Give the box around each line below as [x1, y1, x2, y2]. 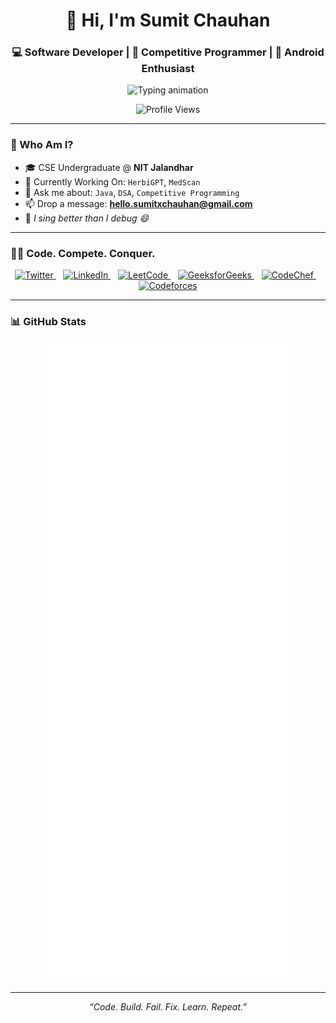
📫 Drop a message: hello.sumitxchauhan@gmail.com [24, 197, 253, 209]
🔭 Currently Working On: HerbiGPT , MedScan [24, 175, 201, 188]
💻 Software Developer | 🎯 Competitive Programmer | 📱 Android [11, 45, 325, 59]
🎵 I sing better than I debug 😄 [24, 212, 150, 224]
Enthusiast [141, 62, 195, 76]
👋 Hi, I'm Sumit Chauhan [65, 9, 271, 32]
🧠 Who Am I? [10, 138, 74, 152]
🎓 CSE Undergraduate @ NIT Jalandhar [24, 161, 194, 173]
